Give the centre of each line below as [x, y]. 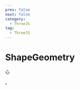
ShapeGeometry [40, 57]
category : [15, 19]
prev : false [17, 10]
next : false [17, 14]
